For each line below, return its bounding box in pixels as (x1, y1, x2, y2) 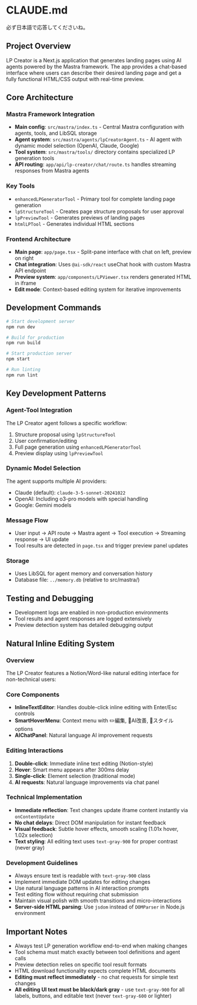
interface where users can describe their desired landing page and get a (6, 69, 182, 76)
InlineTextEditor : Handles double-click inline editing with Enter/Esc (14, 704, 178, 711)
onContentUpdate (14, 814, 55, 820)
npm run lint (6, 372, 38, 378)
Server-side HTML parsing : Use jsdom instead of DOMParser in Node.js (14, 903, 185, 910)
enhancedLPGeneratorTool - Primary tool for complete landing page (14, 195, 175, 202)
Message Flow (6, 516, 49, 524)
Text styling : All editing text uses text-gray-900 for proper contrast (14, 837, 178, 844)
